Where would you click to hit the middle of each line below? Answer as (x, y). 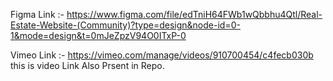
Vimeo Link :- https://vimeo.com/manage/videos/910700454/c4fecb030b (162, 55)
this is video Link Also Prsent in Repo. (87, 65)
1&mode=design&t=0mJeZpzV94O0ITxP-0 (98, 35)
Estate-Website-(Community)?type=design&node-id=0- (125, 25)
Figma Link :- (37, 14)
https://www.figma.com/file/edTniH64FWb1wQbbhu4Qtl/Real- (194, 14)
